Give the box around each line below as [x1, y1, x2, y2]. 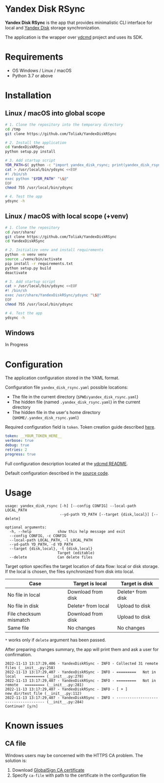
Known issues [5, 720, 63, 731]
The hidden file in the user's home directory [12, 410, 101, 415]
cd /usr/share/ [5, 230, 36, 235]
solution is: [5, 758, 27, 763]
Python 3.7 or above [12, 72, 53, 79]
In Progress [5, 342, 28, 348]
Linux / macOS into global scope [5, 109, 105, 118]
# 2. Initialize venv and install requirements [5, 248, 104, 253]
